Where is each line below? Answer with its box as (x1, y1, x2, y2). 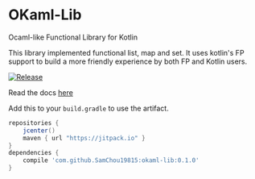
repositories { (8, 119, 60, 127)
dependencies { (8, 149, 60, 157)
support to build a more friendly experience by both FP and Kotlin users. (8, 56, 248, 66)
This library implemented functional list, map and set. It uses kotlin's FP (8, 48, 245, 57)
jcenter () (23, 127, 56, 135)
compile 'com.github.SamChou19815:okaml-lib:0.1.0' (23, 156, 199, 164)
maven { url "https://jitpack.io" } (23, 134, 146, 142)
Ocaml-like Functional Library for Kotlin (8, 32, 138, 42)
